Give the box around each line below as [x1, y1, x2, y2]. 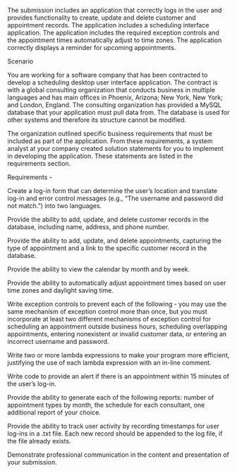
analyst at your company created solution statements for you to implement [7, 145, 224, 152]
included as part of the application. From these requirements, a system [7, 137, 213, 145]
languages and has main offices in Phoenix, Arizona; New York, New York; [7, 93, 224, 102]
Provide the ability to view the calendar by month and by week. [7, 265, 190, 274]
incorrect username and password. [7, 338, 109, 345]
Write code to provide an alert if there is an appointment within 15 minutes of [7, 372, 229, 380]
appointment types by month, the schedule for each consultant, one [7, 401, 205, 409]
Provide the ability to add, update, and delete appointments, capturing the [7, 236, 222, 245]
